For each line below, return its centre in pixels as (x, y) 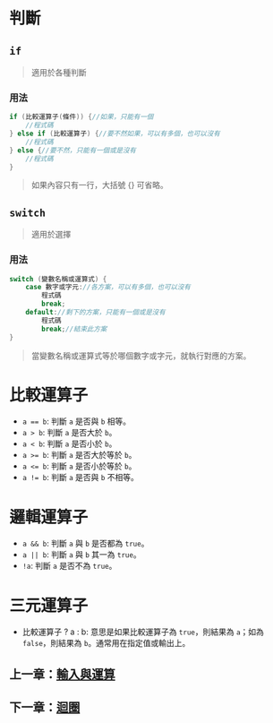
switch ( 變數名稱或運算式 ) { (58, 279)
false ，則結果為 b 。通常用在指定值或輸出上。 (106, 643)
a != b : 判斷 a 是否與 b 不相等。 (80, 478)
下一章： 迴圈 (45, 707)
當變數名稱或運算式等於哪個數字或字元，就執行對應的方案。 (141, 356)
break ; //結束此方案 (74, 329)
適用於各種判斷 (59, 72)
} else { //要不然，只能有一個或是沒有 (73, 150)
